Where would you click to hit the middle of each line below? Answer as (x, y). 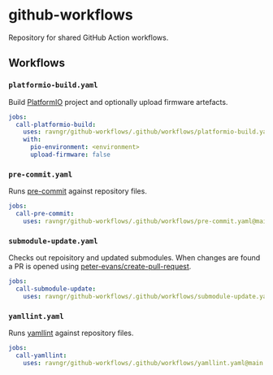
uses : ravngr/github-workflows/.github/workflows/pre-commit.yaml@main (147, 221)
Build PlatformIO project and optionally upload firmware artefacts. (118, 102)
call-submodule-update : (56, 289)
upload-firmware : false (70, 155)
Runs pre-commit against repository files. (78, 191)
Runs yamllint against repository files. (71, 333)
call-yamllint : (41, 355)
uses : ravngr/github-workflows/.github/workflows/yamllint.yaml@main (143, 363)
